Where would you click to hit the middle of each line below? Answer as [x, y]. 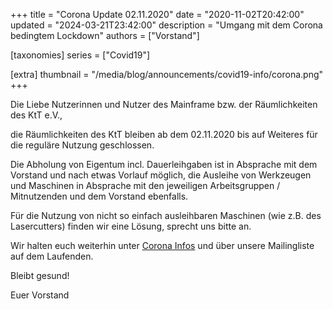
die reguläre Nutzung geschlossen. [82, 145]
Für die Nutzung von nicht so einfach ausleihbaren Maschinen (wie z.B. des [166, 215]
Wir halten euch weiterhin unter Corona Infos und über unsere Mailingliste [162, 245]
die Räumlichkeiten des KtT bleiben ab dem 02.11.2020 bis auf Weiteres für [164, 134]
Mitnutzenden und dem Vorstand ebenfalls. [99, 196]
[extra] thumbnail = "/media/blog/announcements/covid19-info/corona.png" [167, 74]
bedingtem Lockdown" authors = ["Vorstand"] [105, 35]
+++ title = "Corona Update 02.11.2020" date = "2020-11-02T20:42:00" [157, 14]
